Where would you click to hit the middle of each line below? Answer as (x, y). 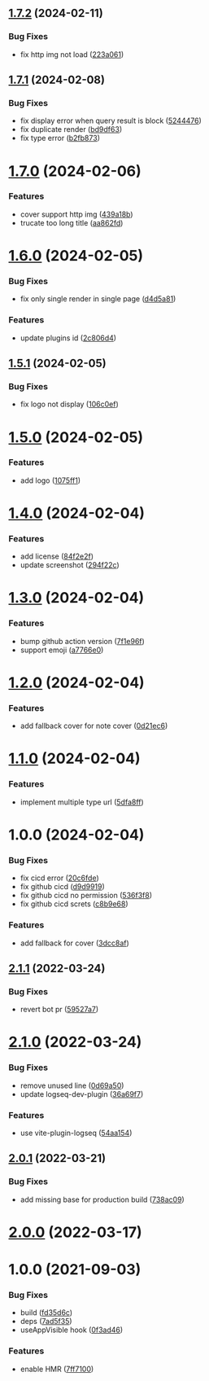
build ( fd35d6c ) (46, 1313)
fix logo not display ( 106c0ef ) (70, 404)
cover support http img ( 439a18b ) (76, 214)
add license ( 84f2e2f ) (57, 556)
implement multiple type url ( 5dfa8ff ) (82, 802)
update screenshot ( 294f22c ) (70, 565)
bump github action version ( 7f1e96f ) (82, 641)
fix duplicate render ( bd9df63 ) (71, 129)
